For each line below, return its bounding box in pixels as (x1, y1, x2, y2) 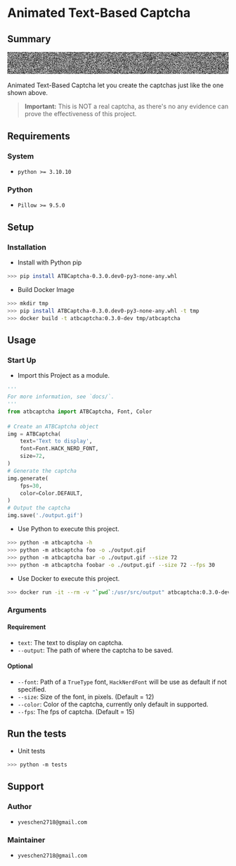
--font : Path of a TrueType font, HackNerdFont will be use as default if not (17, 677, 227, 686)
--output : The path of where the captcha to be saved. (17, 646, 173, 654)
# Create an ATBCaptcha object (7, 423, 99, 430)
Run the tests (7, 728, 67, 740)
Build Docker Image (17, 285, 75, 293)
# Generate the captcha (7, 467, 77, 474)
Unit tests (17, 746, 46, 755)
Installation (7, 242, 47, 252)
